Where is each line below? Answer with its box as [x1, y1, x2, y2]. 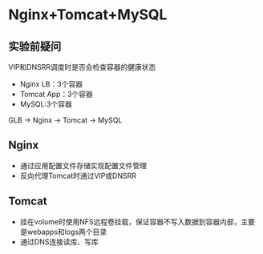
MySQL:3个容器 [19, 99, 72, 109]
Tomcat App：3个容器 [19, 90, 94, 99]
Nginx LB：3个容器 [19, 79, 83, 89]
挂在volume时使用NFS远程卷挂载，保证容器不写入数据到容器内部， [19, 216, 241, 226]
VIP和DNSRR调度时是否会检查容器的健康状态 [8, 62, 156, 71]
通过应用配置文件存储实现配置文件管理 [19, 160, 147, 170]
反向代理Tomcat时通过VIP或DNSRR [19, 171, 136, 180]
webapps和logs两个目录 [26, 227, 107, 236]
